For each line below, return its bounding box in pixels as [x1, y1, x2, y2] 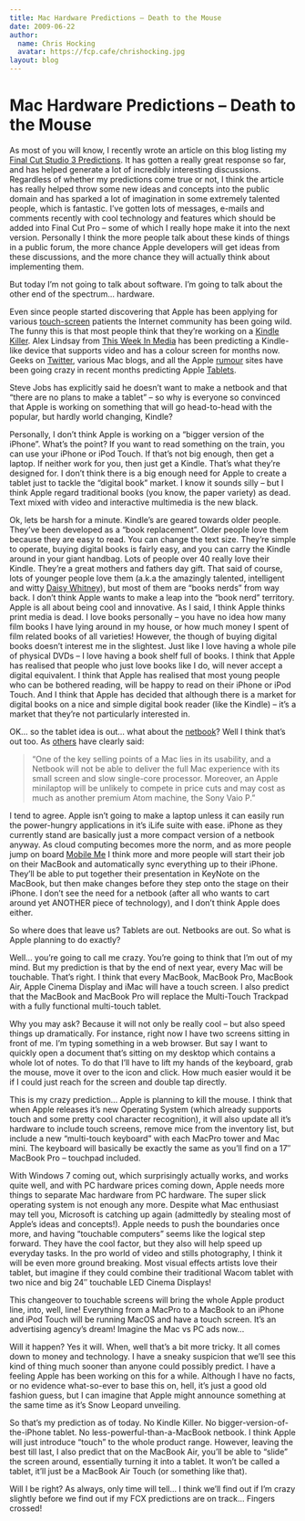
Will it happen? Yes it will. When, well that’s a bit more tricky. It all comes [9, 1341, 280, 1352]
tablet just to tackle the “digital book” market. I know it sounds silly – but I [9, 477, 284, 488]
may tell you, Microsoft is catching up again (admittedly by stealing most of [9, 1209, 291, 1220]
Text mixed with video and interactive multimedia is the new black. [9, 497, 259, 508]
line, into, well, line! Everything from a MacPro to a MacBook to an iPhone [9, 1304, 285, 1315]
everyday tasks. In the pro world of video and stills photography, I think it [9, 1247, 282, 1258]
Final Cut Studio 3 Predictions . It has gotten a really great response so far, [9, 154, 287, 165]
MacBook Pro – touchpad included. [9, 1152, 141, 1163]
